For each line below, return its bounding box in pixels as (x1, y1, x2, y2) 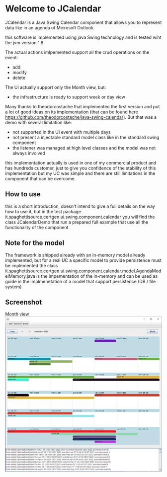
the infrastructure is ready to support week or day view (12, 94, 126, 100)
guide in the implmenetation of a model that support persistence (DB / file (5, 278, 156, 284)
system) (5, 284, 22, 290)
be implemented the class (5, 262, 58, 268)
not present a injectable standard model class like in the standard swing (12, 134, 160, 140)
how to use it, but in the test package (5, 208, 81, 214)
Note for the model (5, 239, 65, 247)
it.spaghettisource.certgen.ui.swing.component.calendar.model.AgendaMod (5, 268, 162, 274)
